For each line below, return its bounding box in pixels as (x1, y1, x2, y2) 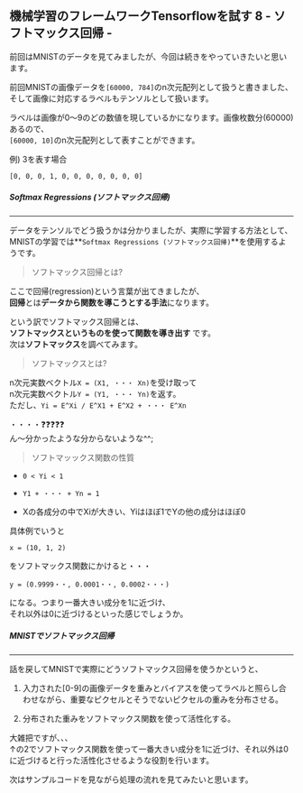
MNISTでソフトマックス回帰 (9, 631, 115, 641)
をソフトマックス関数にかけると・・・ (9, 560, 151, 571)
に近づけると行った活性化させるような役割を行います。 (9, 754, 215, 765)
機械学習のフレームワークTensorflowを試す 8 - (9, 8, 271, 24)
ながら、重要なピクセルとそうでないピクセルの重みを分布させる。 (38, 694, 284, 705)
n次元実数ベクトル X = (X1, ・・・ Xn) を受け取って (9, 377, 197, 388)
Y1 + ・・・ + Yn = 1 (22, 489, 100, 498)
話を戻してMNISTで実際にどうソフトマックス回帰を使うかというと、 (9, 663, 263, 674)
